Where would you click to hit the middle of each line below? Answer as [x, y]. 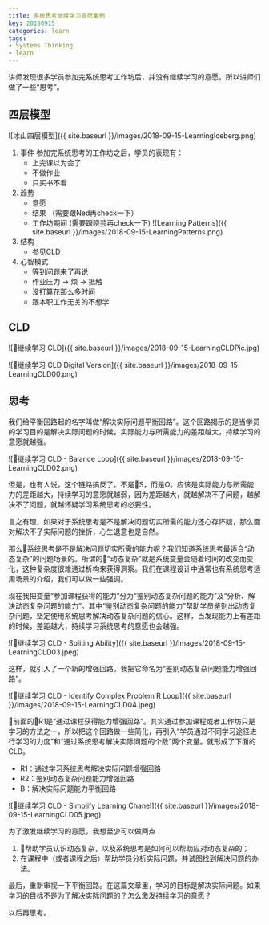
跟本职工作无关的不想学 [70, 301]
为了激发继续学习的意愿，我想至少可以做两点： [85, 831]
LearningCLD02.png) [43, 468]
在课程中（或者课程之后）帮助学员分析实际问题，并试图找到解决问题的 [136, 858]
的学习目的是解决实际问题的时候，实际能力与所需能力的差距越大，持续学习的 [134, 432]
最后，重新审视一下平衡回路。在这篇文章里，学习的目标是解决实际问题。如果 [134, 886]
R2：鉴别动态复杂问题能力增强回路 [77, 779]
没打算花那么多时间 [64, 291]
